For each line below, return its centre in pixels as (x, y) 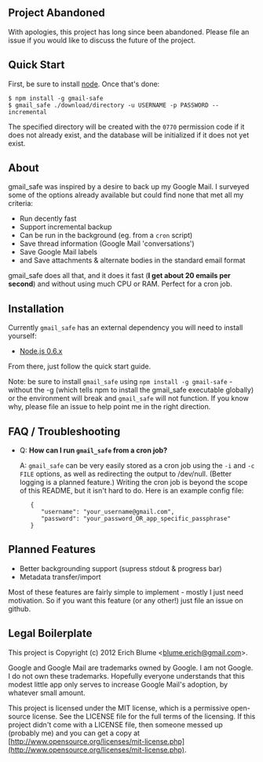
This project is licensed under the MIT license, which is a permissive (119, 708)
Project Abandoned (57, 13)
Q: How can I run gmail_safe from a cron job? (93, 450)
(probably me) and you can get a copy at (74, 733)
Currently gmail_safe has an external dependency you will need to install (126, 328)
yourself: (22, 336)
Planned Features (52, 550)
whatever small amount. (47, 692)
